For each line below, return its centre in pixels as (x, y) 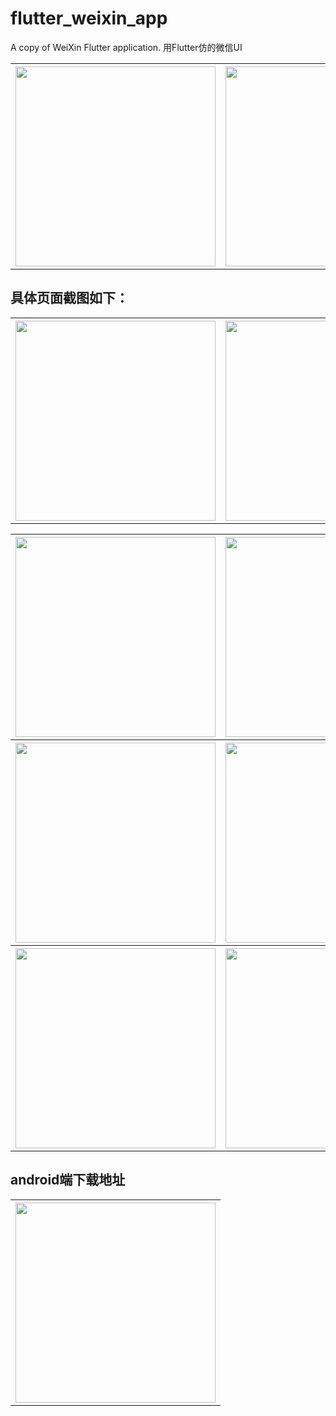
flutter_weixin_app (89, 18)
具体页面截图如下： (69, 298)
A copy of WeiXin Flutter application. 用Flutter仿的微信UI (126, 47)
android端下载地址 (68, 1180)
